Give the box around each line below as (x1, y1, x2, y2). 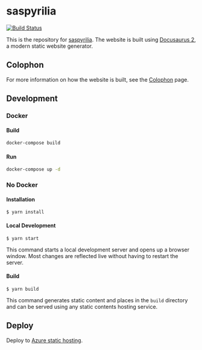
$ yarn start (6, 235, 39, 241)
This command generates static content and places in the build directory (6, 296, 188, 303)
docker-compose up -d (6, 166, 61, 173)
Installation (6, 195, 35, 203)
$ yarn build (6, 286, 39, 292)
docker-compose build (6, 140, 61, 146)
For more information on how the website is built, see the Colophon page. (6, 76, 189, 83)
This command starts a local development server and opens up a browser (6, 246, 190, 253)
